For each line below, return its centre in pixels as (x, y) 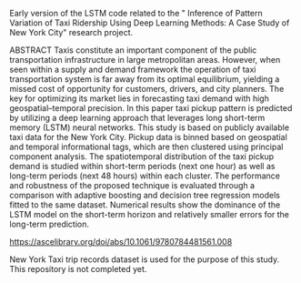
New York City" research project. (71, 32)
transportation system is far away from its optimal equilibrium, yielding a (145, 79)
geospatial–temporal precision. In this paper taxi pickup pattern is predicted (151, 108)
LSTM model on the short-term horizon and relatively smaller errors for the (149, 214)
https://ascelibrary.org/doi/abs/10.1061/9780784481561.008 (121, 242)
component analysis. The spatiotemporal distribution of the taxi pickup (142, 157)
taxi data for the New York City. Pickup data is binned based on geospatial (149, 137)
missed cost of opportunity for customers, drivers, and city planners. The (147, 89)
